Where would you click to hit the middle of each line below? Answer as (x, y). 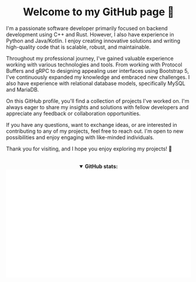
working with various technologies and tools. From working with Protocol (94, 65)
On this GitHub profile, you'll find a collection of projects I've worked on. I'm (98, 101)
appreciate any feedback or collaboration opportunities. (73, 113)
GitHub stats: (102, 166)
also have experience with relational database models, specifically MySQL (96, 83)
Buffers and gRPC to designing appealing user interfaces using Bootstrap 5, (97, 70)
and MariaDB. (23, 89)
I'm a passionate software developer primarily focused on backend (87, 28)
